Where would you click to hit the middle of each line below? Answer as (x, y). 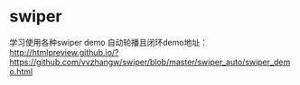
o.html (21, 71)
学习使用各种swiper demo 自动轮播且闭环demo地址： (108, 42)
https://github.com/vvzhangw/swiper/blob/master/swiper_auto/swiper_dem (150, 62)
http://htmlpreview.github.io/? (64, 52)
